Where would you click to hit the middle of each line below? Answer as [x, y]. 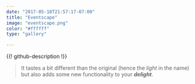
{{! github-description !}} [37, 56]
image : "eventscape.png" [37, 23]
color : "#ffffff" [28, 28]
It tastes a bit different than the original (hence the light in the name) [105, 68]
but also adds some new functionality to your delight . [87, 74]
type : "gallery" [26, 34]
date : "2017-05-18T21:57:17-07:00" [51, 12]
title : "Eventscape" [32, 17]
